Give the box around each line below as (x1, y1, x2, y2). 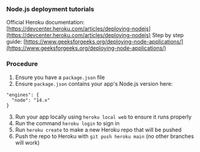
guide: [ (6, 38, 26, 46)
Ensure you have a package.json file (15, 74, 105, 81)
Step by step (151, 32, 184, 39)
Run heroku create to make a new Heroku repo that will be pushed (15, 126, 182, 133)
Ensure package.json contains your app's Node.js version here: (15, 80, 173, 87)
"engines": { (6, 92, 40, 98)
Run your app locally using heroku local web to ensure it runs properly (15, 113, 192, 120)
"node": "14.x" (12, 97, 50, 103)
